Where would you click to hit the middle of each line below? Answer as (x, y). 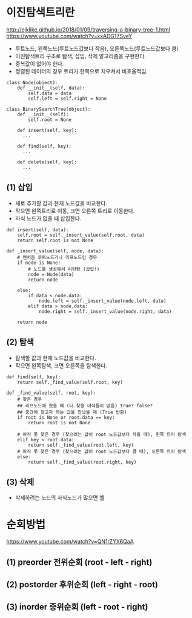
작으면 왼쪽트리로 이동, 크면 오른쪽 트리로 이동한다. (75, 211)
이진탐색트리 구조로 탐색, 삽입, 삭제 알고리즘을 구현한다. (81, 56)
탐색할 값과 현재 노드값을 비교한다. (55, 358)
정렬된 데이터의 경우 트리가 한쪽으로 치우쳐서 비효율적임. (81, 71)
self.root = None (50, 120)
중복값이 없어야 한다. (39, 64)
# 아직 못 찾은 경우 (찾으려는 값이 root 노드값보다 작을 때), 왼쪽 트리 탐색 (102, 434)
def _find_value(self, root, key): (51, 393)
